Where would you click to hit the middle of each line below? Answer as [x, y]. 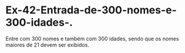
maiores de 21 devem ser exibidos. [47, 45]
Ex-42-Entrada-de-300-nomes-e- [91, 10]
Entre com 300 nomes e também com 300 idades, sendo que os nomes [92, 38]
